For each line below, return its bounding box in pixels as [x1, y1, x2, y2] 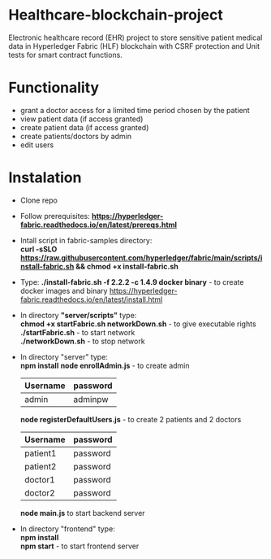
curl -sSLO [19, 244, 58, 254]
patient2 [24, 461, 57, 472]
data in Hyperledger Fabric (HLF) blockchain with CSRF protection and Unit [8, 41, 260, 50]
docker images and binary [19, 286, 108, 295]
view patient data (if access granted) [19, 114, 144, 124]
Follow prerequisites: [19, 211, 91, 221]
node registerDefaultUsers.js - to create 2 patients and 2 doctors [19, 414, 242, 424]
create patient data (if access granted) [19, 122, 149, 132]
